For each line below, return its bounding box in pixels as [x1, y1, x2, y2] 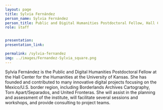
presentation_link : [5, 42, 45, 47]
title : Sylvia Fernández [5, 12, 55, 16]
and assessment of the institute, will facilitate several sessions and [5, 95, 138, 100]
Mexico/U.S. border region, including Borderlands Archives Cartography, [5, 84, 150, 90]
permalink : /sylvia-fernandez [5, 51, 66, 56]
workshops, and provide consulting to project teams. [5, 99, 111, 105]
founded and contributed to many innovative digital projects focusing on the [5, 79, 157, 85]
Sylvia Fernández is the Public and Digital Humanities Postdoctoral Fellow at [5, 69, 157, 75]
